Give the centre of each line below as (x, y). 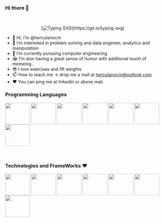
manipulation (25, 48)
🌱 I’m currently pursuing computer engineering (60, 53)
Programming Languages (36, 95)
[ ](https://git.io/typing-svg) (83, 28)
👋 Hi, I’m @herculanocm (37, 38)
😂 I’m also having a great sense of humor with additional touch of (79, 59)
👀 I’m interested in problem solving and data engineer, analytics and (81, 43)
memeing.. (23, 64)
